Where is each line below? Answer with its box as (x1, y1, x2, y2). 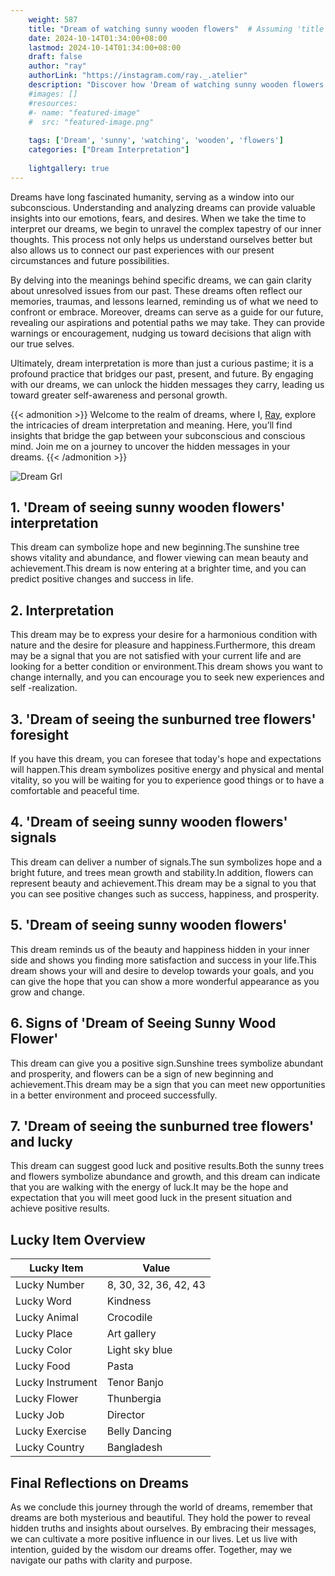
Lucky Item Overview (10, 1231, 146, 1248)
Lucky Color (15, 1343, 73, 1357)
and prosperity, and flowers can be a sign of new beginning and (10, 1067, 274, 1080)
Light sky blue (106, 1343, 173, 1357)
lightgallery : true (28, 163, 110, 173)
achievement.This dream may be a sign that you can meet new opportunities (10, 1078, 326, 1090)
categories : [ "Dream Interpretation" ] (28, 145, 190, 155)
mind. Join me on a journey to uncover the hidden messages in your (10, 440, 291, 452)
